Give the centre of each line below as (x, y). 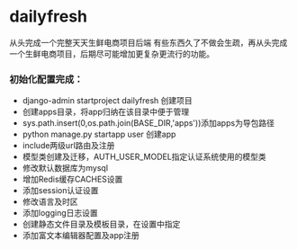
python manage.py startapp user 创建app (99, 134)
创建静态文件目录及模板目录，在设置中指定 (101, 224)
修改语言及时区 (50, 202)
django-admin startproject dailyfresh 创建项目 (107, 101)
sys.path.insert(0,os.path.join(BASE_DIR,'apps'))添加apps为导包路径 (148, 123)
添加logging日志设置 (60, 213)
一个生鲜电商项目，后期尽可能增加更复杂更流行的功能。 (112, 53)
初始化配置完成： (46, 79)
